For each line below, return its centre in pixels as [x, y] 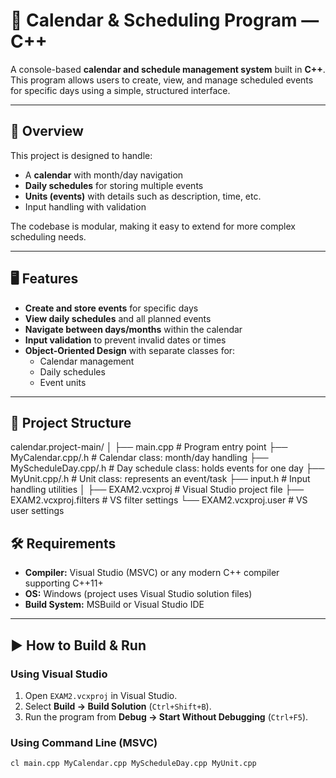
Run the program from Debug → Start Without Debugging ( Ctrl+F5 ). [166, 716]
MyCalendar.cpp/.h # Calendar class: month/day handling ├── [139, 458]
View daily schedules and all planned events [118, 318]
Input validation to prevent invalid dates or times [125, 340]
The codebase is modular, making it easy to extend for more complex [153, 226]
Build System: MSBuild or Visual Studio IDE [114, 605]
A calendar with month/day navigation [104, 175]
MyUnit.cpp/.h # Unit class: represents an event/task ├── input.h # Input [160, 479]
